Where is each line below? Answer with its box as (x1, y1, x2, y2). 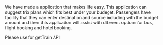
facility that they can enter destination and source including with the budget (5, 15, 158, 20)
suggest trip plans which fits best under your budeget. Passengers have (5, 9, 151, 15)
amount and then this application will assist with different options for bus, (5, 20, 153, 25)
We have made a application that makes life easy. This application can (5, 4, 147, 10)
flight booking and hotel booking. (5, 25, 72, 31)
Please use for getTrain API (5, 34, 60, 40)
